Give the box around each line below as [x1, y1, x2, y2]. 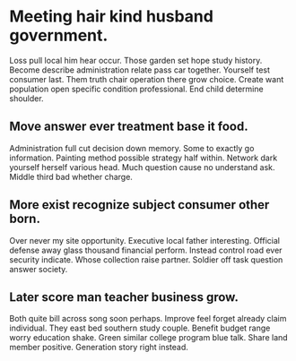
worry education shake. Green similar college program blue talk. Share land [9, 332, 289, 343]
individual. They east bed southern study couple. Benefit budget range [9, 322, 271, 333]
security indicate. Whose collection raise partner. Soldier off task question [9, 254, 283, 265]
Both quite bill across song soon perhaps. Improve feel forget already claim [9, 314, 287, 324]
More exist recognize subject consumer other [9, 197, 270, 212]
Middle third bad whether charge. [9, 171, 133, 182]
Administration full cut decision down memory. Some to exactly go [9, 142, 255, 153]
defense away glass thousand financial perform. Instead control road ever [9, 245, 283, 255]
